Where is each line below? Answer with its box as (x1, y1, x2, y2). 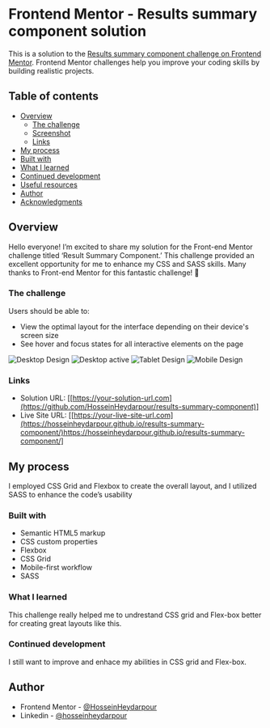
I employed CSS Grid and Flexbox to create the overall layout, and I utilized (8, 480, 257, 490)
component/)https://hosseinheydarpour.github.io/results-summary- (19, 428, 245, 438)
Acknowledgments (19, 197, 83, 206)
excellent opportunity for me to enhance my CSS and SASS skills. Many (8, 259, 247, 269)
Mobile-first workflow (19, 563, 93, 573)
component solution (8, 22, 147, 40)
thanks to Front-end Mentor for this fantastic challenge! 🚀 (8, 268, 200, 277)
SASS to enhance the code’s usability (8, 489, 133, 499)
